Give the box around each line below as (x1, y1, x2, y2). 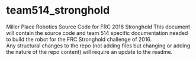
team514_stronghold (6, 4, 110, 17)
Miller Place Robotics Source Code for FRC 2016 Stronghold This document (6, 23, 191, 30)
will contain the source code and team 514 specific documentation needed (6, 29, 188, 36)
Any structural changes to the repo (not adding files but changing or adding (6, 42, 191, 49)
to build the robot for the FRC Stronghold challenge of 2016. (6, 36, 152, 43)
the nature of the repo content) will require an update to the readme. (6, 48, 173, 55)
